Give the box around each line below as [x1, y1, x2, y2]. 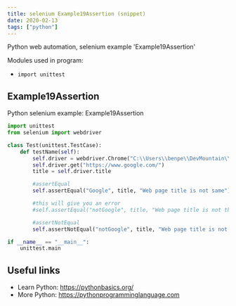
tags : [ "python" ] [7, 23, 58, 30]
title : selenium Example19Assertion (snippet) [7, 10, 146, 18]
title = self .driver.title [32, 168, 112, 175]
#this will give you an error [32, 200, 121, 208]
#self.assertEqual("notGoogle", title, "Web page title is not [32, 206, 221, 213]
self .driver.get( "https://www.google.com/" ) [32, 161, 165, 169]
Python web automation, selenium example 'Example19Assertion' [7, 43, 196, 51]
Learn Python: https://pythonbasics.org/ [17, 283, 134, 292]
